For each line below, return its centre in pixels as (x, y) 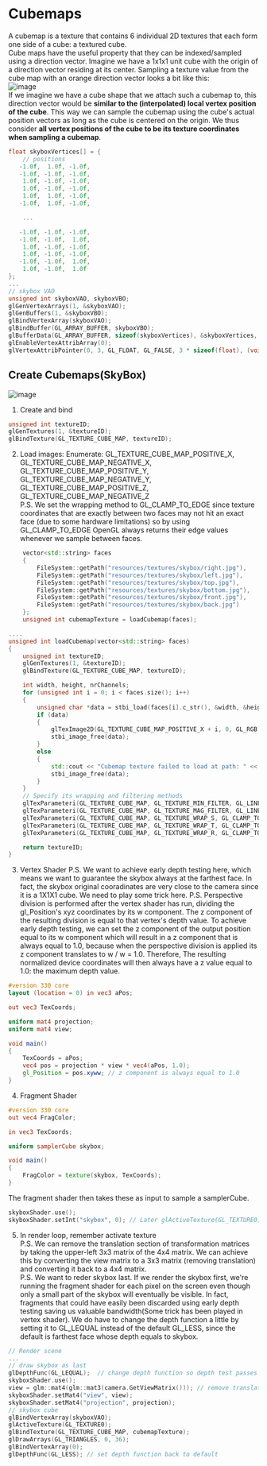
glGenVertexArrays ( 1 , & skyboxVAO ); (67, 306)
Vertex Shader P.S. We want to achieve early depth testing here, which (135, 870)
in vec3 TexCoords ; (41, 1132)
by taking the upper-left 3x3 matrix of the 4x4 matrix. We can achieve (134, 1251)
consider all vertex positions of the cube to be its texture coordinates (124, 129)
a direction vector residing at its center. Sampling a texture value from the (128, 69)
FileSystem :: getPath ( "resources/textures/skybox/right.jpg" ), (142, 568)
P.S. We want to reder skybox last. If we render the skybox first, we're (134, 1277)
